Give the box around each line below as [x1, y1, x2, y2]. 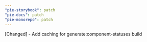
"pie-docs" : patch [5, 12, 44, 17]
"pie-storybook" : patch [5, 7, 56, 13]
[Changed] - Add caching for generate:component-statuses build [5, 31, 142, 37]
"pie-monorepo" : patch [5, 17, 53, 22]
